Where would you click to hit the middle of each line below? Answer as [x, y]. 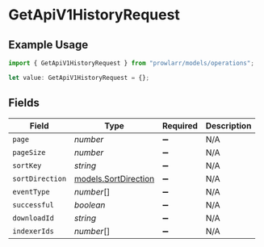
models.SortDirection [114, 178]
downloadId [33, 218]
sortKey [27, 165]
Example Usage [48, 45]
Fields [24, 103]
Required [180, 125]
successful [33, 205]
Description [228, 125]
